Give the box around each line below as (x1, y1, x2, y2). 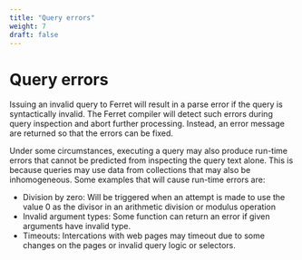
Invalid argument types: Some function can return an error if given (22, 211, 270, 222)
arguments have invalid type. (22, 221, 132, 232)
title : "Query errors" (9, 13, 95, 23)
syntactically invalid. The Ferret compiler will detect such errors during (9, 109, 274, 120)
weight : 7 (9, 22, 47, 31)
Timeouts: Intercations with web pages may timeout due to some (22, 230, 266, 241)
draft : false (9, 30, 59, 39)
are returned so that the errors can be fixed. (9, 128, 174, 139)
